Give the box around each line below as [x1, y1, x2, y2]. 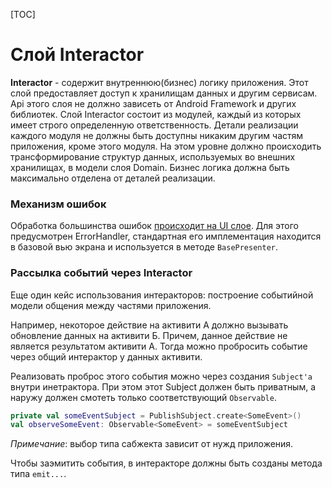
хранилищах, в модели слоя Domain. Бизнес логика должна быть [10, 161, 290, 173]
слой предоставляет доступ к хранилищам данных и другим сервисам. [10, 87, 318, 99]
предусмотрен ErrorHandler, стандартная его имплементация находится [10, 230, 322, 243]
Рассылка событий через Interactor [10, 266, 193, 280]
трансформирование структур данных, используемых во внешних [10, 150, 296, 163]
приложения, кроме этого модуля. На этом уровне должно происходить [10, 140, 322, 152]
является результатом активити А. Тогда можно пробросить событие [10, 340, 308, 352]
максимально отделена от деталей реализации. [10, 172, 216, 184]
